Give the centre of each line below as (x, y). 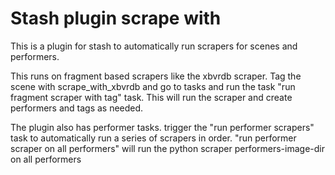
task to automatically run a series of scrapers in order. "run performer (153, 138)
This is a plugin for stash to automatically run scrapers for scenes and (154, 46)
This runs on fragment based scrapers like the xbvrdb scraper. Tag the (156, 76)
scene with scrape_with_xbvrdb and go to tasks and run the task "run (153, 86)
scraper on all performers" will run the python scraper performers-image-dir (167, 148)
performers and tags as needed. (77, 108)
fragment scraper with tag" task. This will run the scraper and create (151, 97)
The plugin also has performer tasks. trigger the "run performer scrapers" (162, 127)
